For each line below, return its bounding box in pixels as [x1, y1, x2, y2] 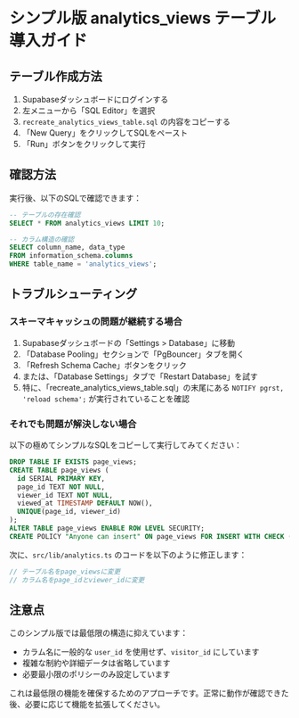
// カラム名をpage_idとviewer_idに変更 [9, 575, 145, 584]
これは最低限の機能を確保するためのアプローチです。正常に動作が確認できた [9, 688, 289, 698]
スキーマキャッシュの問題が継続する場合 [9, 316, 182, 328]
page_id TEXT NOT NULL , [17, 483, 105, 491]
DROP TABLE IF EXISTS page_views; [9, 458, 138, 466]
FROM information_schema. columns [9, 252, 133, 260]
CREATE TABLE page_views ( [9, 466, 109, 475]
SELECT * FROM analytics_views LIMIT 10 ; [9, 219, 166, 227]
